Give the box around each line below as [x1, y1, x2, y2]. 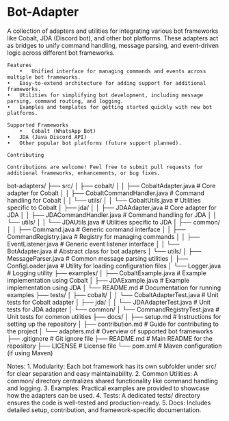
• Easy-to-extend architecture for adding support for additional [7, 79, 206, 86]
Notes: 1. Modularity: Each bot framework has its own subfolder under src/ [7, 362, 217, 370]
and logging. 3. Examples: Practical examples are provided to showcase [7, 384, 210, 392]
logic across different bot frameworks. [7, 49, 115, 57]
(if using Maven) [7, 348, 53, 357]
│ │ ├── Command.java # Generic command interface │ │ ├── [7, 225, 186, 233]
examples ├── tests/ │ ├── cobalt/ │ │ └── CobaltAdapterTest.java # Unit [7, 290, 219, 298]
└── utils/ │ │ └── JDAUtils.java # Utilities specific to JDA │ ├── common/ [7, 218, 221, 226]
